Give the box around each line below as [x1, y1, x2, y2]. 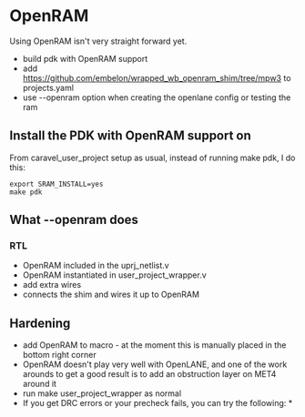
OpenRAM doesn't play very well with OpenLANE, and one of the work [22, 359, 288, 370]
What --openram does [9, 212, 139, 228]
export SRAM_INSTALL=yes [9, 179, 104, 188]
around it [22, 379, 57, 390]
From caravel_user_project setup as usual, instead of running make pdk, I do [9, 152, 296, 163]
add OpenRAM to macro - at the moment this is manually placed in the [22, 340, 287, 351]
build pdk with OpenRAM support [22, 53, 148, 64]
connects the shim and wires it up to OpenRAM [22, 289, 200, 300]
